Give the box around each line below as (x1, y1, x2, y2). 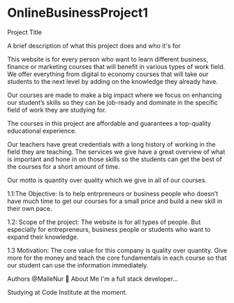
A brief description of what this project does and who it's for (7, 41, 181, 50)
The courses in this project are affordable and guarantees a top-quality (7, 119, 212, 127)
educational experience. (7, 126, 77, 135)
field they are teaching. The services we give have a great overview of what (7, 147, 226, 156)
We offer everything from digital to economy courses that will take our (7, 70, 209, 78)
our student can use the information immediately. (7, 260, 149, 269)
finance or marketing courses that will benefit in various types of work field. (7, 62, 226, 71)
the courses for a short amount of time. (7, 162, 120, 170)
